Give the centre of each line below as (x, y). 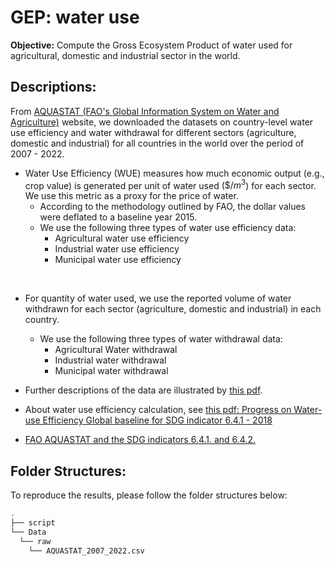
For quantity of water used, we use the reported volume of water (158, 298)
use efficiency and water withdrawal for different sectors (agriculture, (153, 132)
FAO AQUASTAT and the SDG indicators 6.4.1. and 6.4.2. (140, 440)
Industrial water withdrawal (110, 360)
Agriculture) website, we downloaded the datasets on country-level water (162, 122)
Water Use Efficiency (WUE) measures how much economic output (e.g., (174, 173)
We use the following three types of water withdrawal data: (161, 339)
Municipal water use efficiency (118, 260)
